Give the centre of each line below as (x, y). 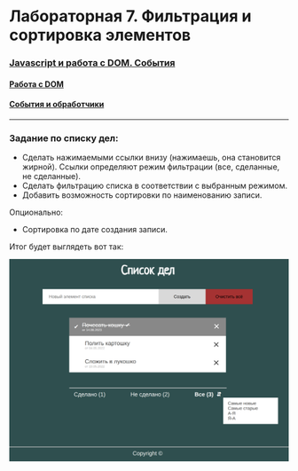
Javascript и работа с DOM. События (92, 63)
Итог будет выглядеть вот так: (67, 247)
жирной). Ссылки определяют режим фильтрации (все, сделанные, (151, 167)
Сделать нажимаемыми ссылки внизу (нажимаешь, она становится (151, 158)
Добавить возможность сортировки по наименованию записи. (142, 195)
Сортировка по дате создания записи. (95, 230)
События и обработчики (57, 105)
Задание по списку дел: (64, 137)
